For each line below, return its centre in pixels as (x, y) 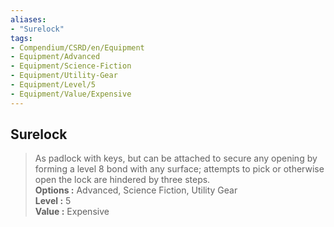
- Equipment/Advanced (55, 57)
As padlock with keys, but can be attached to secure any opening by (176, 158)
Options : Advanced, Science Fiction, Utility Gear (136, 190)
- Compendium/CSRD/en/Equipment (77, 47)
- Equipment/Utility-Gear (64, 76)
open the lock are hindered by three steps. (122, 180)
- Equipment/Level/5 (53, 85)
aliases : (28, 19)
